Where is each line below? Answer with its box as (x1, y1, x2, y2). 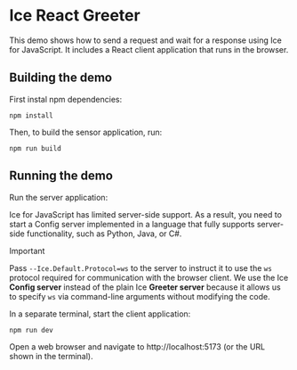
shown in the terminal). (9, 350, 93, 361)
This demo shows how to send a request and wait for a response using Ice (9, 35, 282, 45)
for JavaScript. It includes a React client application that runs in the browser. (9, 44, 289, 54)
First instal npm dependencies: (9, 94, 123, 104)
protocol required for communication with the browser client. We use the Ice (9, 272, 289, 283)
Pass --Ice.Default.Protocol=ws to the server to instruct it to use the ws (9, 262, 273, 273)
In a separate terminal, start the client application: (9, 308, 191, 319)
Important (9, 245, 45, 256)
